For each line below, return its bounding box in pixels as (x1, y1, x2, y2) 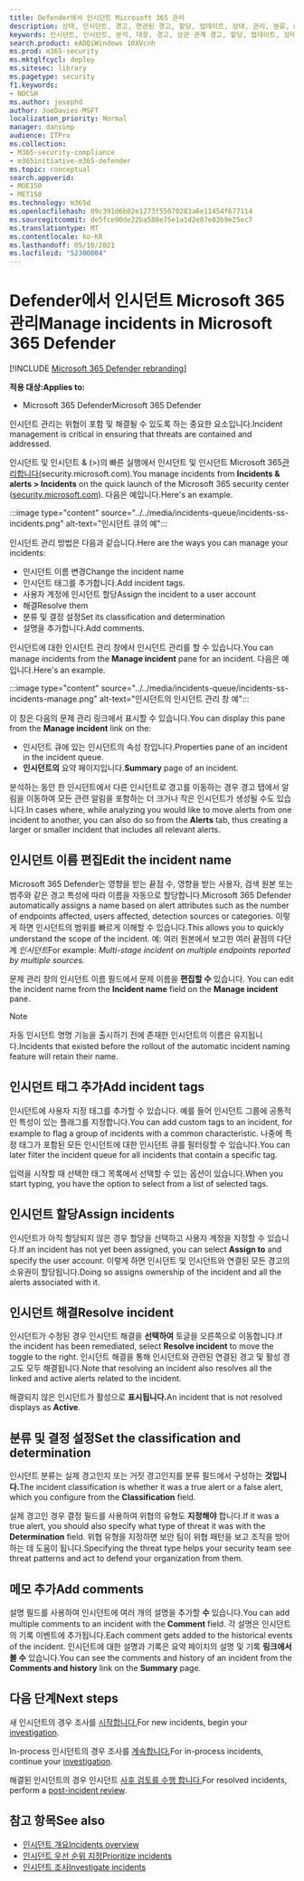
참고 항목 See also (9, 1813, 106, 1828)
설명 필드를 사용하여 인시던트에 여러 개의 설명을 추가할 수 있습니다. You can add (9, 1607, 290, 1618)
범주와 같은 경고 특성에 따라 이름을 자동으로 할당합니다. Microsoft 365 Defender (9, 889, 292, 901)
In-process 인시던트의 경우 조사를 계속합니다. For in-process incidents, (9, 1745, 264, 1756)
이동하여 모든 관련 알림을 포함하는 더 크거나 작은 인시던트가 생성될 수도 (25, 793, 275, 804)
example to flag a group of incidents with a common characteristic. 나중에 (9, 1128, 283, 1139)
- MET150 (9, 190, 43, 199)
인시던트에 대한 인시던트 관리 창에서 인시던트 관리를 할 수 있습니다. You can (9, 642, 274, 653)
